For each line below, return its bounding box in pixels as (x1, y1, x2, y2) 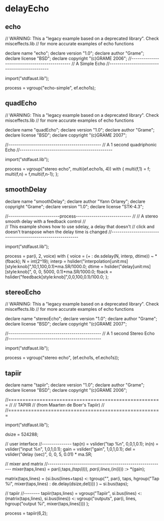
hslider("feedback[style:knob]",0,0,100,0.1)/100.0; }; (5, 274, 109, 280)
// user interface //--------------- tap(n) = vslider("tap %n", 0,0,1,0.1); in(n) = (5, 441, 159, 447)
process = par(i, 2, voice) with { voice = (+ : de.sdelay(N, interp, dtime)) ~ (5, 253, 154, 259)
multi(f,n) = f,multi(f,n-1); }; (5, 171, 59, 177)
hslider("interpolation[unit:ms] (67, 258, 129, 264)
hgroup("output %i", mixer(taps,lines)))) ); (5, 501, 89, 507)
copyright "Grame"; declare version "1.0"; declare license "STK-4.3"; (5, 203, 144, 209)
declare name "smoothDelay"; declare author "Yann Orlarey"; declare (5, 198, 146, 204)
